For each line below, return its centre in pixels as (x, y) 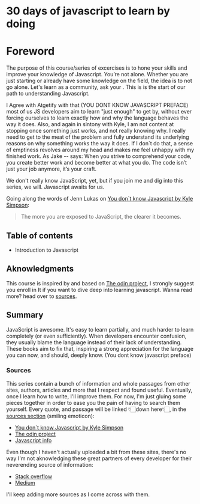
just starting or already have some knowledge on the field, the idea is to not (99, 81)
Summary (25, 315)
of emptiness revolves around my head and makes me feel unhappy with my (100, 150)
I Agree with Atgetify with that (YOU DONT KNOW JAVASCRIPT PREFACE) (97, 105)
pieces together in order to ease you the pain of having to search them (93, 402)
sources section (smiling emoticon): (50, 416)
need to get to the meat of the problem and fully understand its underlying (98, 137)
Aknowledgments (40, 269)
